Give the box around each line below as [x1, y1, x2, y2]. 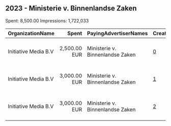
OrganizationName [8, 30, 55, 37]
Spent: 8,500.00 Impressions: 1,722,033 [5, 17, 89, 23]
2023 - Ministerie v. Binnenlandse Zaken [5, 4, 137, 13]
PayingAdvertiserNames [87, 30, 148, 37]
